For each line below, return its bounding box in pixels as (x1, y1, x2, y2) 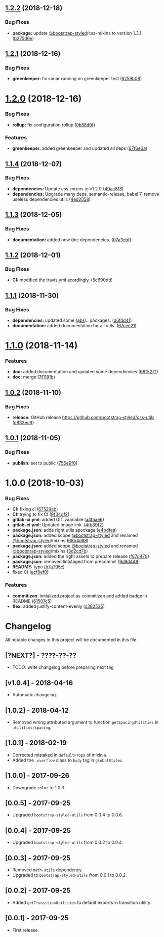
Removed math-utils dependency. (12, 867, 83, 873)
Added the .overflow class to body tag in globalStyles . (12, 757, 123, 763)
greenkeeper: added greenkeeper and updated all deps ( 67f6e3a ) (12, 145, 148, 151)
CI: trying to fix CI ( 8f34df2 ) (12, 511, 70, 517)
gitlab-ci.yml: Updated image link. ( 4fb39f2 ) (12, 522, 104, 528)
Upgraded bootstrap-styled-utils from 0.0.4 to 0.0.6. (12, 812, 123, 818)
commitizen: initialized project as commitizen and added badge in (12, 593, 147, 598)
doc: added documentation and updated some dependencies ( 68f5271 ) (12, 369, 158, 375)
